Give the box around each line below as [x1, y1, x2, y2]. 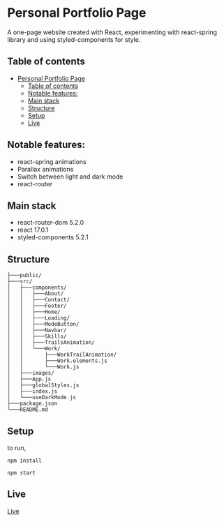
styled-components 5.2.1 [17, 233, 89, 241]
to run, [7, 444, 27, 452]
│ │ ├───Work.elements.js [7, 357, 108, 364]
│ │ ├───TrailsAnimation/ [7, 339, 96, 346]
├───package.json [7, 400, 58, 408]
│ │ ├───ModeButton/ [7, 321, 80, 328]
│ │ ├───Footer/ [7, 302, 68, 310]
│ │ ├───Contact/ [7, 297, 70, 304]
